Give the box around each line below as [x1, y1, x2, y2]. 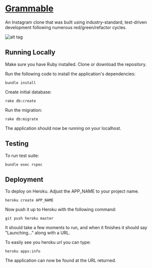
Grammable [5, 3, 54, 14]
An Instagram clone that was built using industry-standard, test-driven [5, 19, 147, 25]
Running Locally [5, 48, 55, 57]
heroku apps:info [5, 249, 41, 254]
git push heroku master [5, 216, 54, 221]
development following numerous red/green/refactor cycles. [5, 24, 127, 30]
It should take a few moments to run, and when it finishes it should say [5, 225, 148, 231]
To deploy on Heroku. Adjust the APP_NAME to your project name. [5, 188, 139, 194]
